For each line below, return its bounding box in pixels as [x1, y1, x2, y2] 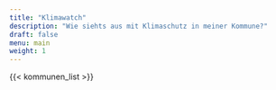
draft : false [9, 30, 59, 39]
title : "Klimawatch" [9, 13, 87, 22]
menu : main [9, 38, 51, 48]
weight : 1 [9, 47, 47, 56]
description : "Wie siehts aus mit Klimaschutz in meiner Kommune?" [9, 22, 269, 31]
